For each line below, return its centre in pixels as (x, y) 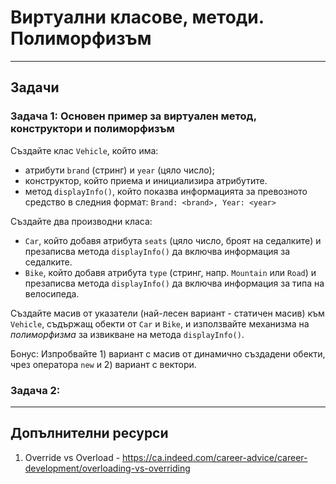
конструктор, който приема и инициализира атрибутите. (146, 180)
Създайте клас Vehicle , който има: (84, 150)
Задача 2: (35, 390)
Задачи (35, 87)
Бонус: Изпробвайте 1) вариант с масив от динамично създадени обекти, (168, 353)
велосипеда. (52, 293)
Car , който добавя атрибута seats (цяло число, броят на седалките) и (173, 240)
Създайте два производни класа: (81, 221)
